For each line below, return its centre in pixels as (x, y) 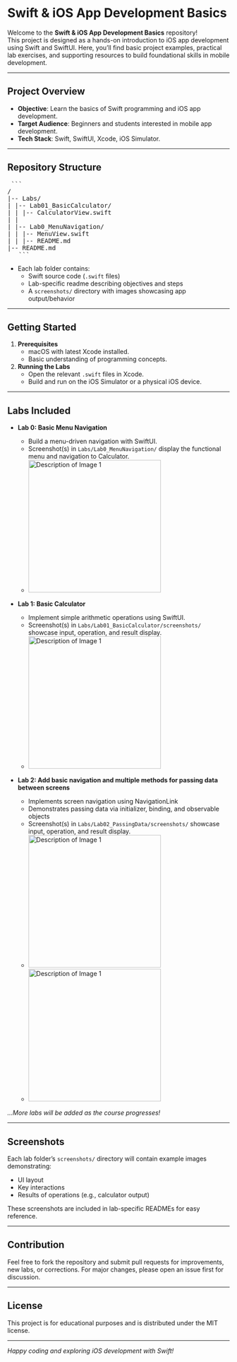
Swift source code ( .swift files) (74, 276)
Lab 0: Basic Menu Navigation (62, 428)
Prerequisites (38, 344)
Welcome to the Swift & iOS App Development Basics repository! (103, 33)
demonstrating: (29, 1166)
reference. (22, 1216)
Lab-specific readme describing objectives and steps (105, 283)
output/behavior (51, 298)
